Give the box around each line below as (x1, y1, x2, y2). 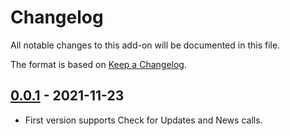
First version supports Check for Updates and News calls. (24, 114, 263, 126)
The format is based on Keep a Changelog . (10, 58, 187, 70)
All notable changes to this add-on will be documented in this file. (10, 39, 281, 51)
